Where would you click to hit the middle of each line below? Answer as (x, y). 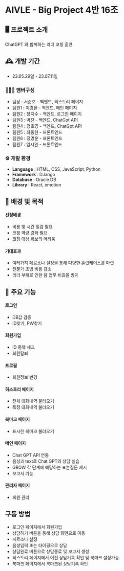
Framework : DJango (33, 175)
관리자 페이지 (18, 485)
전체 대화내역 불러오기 (33, 401)
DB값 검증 (22, 317)
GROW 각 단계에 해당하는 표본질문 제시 (49, 467)
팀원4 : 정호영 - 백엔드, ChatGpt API (47, 126)
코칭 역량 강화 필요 (30, 233)
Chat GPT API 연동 (31, 455)
